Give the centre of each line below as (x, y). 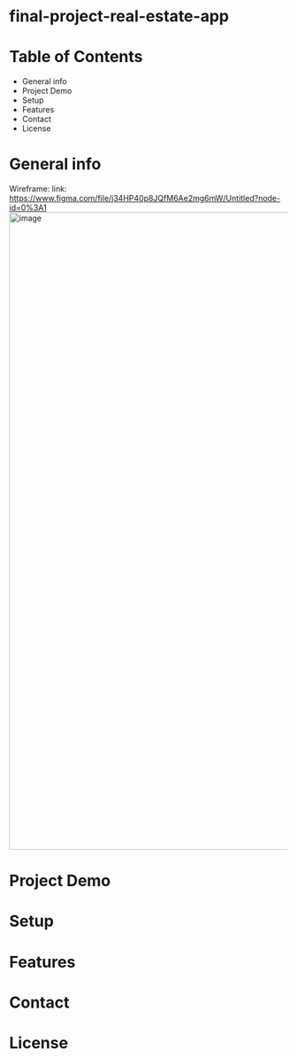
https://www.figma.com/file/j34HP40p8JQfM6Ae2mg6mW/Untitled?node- (145, 198)
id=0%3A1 (28, 208)
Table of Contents (76, 57)
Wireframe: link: (38, 189)
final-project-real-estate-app (119, 16)
